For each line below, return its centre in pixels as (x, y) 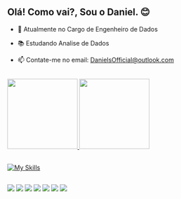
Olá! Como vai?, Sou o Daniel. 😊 (79, 12)
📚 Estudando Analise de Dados (63, 43)
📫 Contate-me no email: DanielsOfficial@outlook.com (95, 60)
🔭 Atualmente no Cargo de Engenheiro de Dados (87, 29)
